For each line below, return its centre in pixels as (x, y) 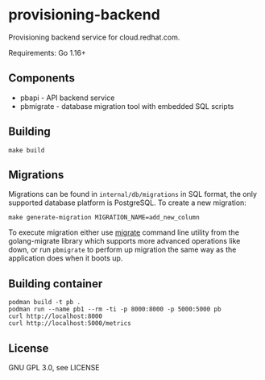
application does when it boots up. (66, 258)
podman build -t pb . (45, 303)
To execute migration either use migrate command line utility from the (124, 232)
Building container (56, 284)
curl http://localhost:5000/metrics (70, 324)
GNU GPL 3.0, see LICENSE (54, 367)
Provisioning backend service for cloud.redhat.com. (94, 37)
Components (41, 78)
